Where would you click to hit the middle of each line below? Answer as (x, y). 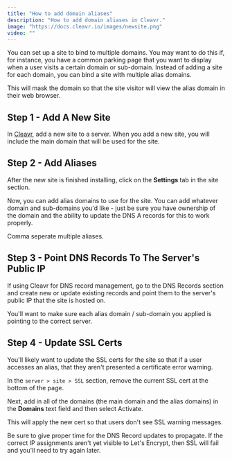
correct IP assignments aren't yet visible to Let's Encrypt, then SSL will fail (113, 443)
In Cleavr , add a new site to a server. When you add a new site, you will (108, 134)
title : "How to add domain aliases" (60, 14)
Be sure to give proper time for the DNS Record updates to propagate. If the (115, 435)
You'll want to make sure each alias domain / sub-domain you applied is (109, 313)
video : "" (21, 33)
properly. (20, 223)
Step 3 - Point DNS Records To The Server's (104, 258)
